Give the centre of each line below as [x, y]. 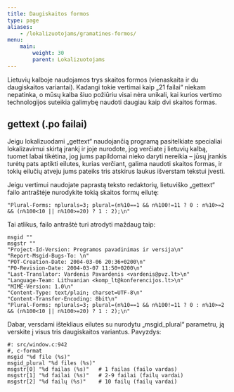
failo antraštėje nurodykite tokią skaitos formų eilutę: [83, 192]
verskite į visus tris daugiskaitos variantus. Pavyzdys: [84, 331]
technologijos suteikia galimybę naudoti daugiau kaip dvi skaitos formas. [112, 102]
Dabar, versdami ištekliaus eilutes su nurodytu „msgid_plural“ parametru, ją [116, 324]
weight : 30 [48, 53]
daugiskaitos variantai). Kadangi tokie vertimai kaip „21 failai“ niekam [106, 87]
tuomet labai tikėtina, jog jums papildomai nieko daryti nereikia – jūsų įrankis [117, 156]
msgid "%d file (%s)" [39, 357]
